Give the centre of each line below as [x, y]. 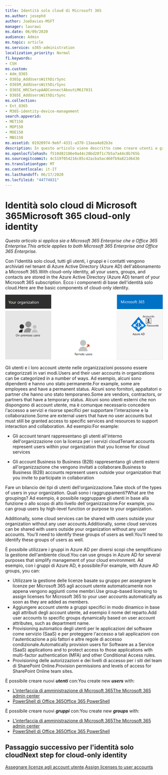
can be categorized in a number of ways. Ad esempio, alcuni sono [73, 378]
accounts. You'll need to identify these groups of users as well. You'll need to [84, 535]
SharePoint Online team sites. [43, 671]
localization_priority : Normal [38, 53]
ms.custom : [16, 69]
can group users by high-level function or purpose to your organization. [79, 509]
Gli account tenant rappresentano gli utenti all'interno [67, 436]
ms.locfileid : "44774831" [32, 180]
